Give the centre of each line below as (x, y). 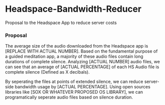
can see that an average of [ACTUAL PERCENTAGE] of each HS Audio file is (82, 67)
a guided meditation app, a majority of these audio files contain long (74, 56)
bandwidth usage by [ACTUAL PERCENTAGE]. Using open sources (82, 87)
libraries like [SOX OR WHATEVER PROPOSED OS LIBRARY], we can (74, 92)
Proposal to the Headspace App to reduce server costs (61, 23)
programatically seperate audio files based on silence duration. (69, 97)
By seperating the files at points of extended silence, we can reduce (74, 81)
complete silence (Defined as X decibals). (48, 72)
